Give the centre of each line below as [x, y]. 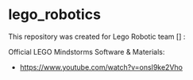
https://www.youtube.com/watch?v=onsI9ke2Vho [101, 67]
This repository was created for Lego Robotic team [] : [97, 36]
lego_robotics [55, 15]
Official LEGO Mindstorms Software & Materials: [87, 51]
